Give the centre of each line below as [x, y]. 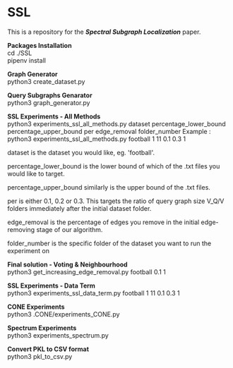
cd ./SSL [20, 53]
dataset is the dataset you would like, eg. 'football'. [81, 152]
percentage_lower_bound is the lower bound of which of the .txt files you [114, 166]
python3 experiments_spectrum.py [58, 335]
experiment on [28, 250]
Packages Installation [40, 45]
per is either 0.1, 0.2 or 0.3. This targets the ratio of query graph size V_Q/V [116, 201]
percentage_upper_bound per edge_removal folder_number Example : [109, 131]
